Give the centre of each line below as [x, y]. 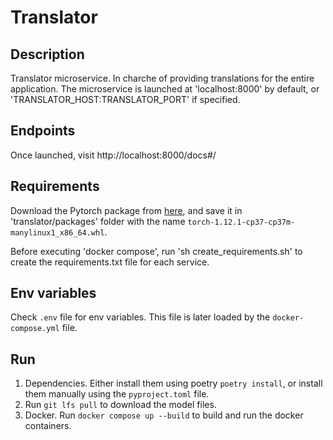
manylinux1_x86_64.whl [57, 232]
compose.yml [35, 329]
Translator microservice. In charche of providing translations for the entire [162, 78]
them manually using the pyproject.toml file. [117, 394]
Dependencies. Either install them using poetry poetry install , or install [173, 383]
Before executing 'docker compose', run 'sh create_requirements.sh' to [156, 251]
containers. [48, 426]
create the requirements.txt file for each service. [110, 262]
